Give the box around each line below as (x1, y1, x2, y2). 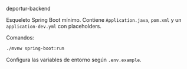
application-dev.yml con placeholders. (6, 23, 102, 29)
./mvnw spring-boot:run (6, 45, 65, 51)
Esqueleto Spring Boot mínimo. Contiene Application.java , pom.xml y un (6, 17, 182, 23)
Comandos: (6, 34, 34, 41)
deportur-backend (6, 5, 51, 12)
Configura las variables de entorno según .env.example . (6, 56, 142, 63)
